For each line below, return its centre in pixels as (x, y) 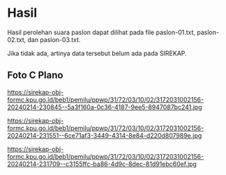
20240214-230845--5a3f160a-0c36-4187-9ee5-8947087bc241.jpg (105, 107)
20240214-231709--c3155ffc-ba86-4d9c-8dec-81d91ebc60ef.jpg (102, 164)
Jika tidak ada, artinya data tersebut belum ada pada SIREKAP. (97, 53)
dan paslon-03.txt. (54, 39)
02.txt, (17, 39)
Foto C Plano (35, 75)
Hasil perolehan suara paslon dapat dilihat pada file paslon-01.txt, (101, 32)
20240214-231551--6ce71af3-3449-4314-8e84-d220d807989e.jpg (105, 135)
